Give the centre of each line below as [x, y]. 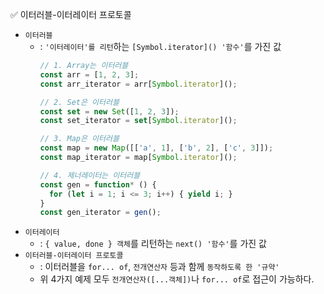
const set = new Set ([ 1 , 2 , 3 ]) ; [109, 111]
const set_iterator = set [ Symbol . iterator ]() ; [138, 121]
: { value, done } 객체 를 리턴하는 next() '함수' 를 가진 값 [153, 244]
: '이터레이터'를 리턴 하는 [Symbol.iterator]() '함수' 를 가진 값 [160, 46]
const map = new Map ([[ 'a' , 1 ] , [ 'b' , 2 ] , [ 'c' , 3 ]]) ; [156, 148]
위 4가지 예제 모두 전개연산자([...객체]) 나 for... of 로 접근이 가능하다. [177, 279]
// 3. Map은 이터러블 [79, 139]
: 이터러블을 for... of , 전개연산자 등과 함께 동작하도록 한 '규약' [159, 267]
